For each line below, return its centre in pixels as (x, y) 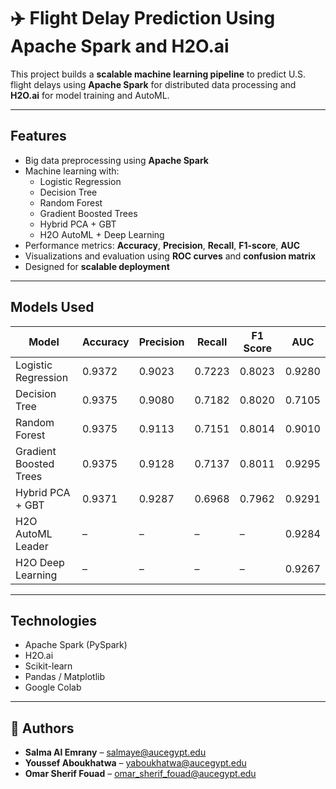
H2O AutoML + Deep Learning (102, 234)
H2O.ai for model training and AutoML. (90, 95)
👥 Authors (42, 728)
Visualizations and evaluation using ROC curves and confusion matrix (170, 256)
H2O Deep (40, 562)
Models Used (52, 307)
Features (38, 136)
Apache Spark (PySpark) (76, 645)
